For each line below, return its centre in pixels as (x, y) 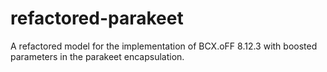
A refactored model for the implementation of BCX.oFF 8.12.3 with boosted (164, 46)
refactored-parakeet (97, 18)
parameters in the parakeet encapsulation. (97, 56)
